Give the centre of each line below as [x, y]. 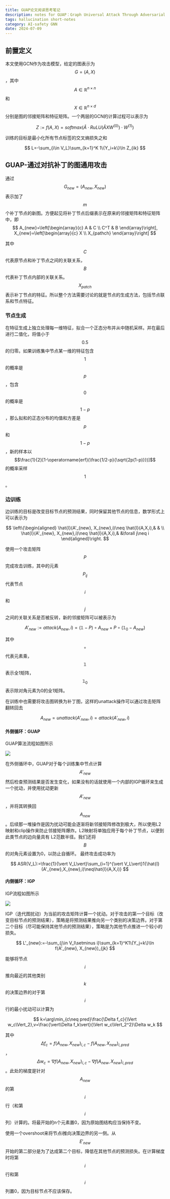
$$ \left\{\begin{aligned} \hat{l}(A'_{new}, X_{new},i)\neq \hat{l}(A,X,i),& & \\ [85, 528]
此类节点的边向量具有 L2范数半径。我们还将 [51, 837]
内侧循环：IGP [20, 881]
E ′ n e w [85, 1142]
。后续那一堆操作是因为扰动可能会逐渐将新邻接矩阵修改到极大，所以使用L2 [83, 824]
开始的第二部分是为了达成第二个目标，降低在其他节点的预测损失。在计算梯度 [85, 1151]
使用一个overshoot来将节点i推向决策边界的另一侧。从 [61, 1133]
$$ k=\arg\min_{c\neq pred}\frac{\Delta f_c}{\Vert [85, 1019]
